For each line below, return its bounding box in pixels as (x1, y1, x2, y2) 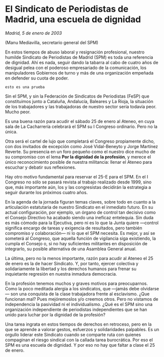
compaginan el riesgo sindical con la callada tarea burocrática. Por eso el (5, 337, 153, 343)
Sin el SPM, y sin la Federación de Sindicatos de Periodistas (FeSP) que (5, 93, 149, 99)
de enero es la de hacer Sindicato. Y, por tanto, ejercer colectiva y (5, 260, 139, 266)
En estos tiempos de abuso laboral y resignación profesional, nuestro (5, 49, 145, 55)
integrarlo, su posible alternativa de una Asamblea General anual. (5, 246, 137, 252)
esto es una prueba (5, 84, 45, 89)
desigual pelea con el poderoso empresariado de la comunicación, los (5, 65, 147, 71)
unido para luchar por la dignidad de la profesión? (5, 311, 106, 317)
